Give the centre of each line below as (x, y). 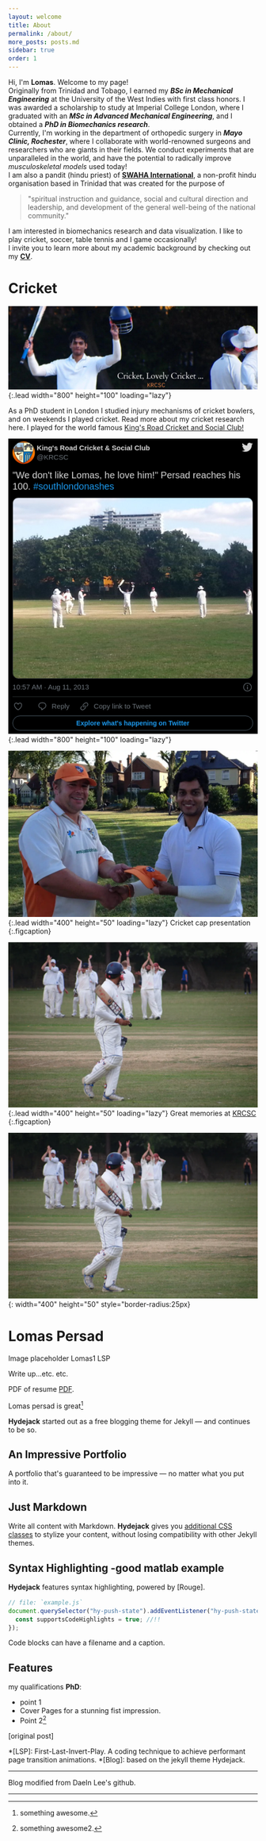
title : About (30, 25)
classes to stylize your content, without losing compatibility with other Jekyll (133, 1535)
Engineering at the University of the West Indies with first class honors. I (127, 99)
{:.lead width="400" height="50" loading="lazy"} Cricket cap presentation (129, 922)
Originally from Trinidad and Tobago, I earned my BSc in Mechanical (121, 91)
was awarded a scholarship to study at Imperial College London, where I (126, 108)
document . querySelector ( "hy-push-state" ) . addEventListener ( (110, 1611)
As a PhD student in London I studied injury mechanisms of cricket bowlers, (132, 410)
